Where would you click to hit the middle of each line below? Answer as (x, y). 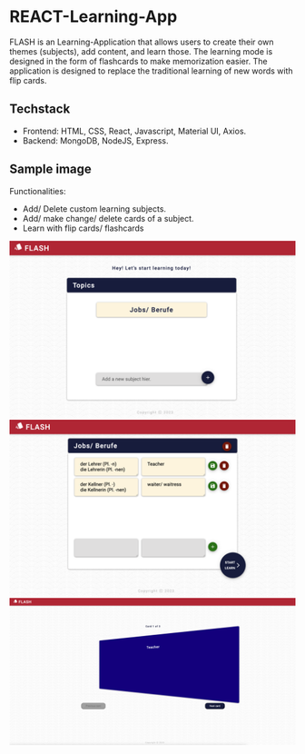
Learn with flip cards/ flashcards (83, 228)
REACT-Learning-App (93, 17)
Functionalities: (38, 191)
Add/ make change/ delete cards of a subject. (108, 218)
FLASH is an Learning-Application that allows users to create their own (142, 42)
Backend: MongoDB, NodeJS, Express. (95, 140)
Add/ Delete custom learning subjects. (94, 208)
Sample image (51, 169)
